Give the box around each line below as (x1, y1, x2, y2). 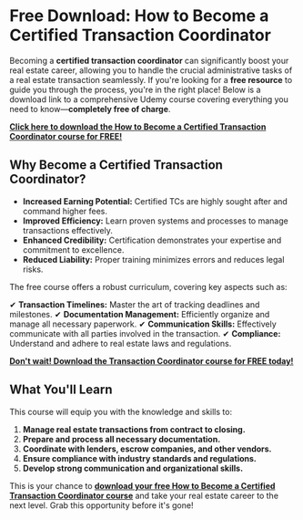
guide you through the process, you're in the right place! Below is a (9, 84, 261, 95)
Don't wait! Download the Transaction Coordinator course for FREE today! (9, 355, 294, 366)
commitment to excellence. (22, 244, 125, 255)
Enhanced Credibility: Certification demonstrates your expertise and (22, 234, 282, 245)
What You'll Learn (9, 382, 113, 398)
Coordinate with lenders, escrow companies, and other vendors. (22, 443, 272, 454)
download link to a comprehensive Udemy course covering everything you (9, 93, 289, 105)
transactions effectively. (22, 224, 114, 235)
